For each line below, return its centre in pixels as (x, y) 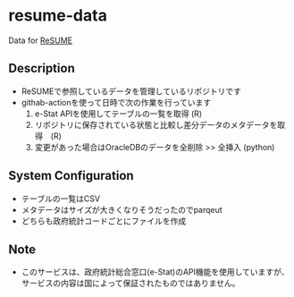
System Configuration (71, 176)
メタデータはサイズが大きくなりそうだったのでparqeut (122, 209)
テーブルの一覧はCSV (60, 199)
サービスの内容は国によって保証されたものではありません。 (130, 284)
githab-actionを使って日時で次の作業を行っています (116, 102)
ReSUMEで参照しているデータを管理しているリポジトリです (131, 91)
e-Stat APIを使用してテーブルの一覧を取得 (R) (118, 114)
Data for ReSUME (41, 40)
